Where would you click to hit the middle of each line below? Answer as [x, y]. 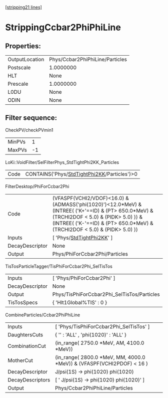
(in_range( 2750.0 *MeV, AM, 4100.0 [99, 343]
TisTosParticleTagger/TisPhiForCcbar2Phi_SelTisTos [59, 266]
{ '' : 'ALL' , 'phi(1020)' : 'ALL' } [90, 334]
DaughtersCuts [25, 334]
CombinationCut [27, 346]
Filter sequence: [31, 118]
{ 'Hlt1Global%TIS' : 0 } [80, 302]
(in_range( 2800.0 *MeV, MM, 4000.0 [100, 357]
